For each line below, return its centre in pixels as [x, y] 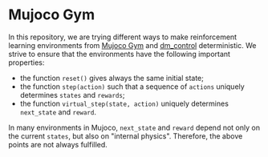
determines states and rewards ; [72, 95]
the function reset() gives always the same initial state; [112, 78]
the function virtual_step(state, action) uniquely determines [124, 103]
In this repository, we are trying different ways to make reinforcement [123, 37]
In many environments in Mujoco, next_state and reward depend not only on [134, 127]
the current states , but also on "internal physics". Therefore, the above [126, 136]
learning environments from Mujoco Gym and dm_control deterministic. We [132, 45]
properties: [26, 62]
